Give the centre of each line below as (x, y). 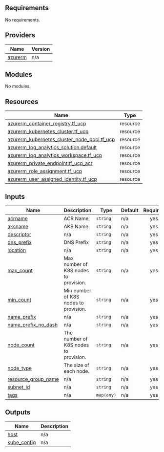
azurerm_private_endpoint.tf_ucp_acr (50, 163)
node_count (21, 345)
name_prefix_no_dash (32, 325)
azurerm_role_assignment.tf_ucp (45, 172)
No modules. (18, 86)
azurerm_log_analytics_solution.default (52, 148)
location (17, 250)
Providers (20, 35)
